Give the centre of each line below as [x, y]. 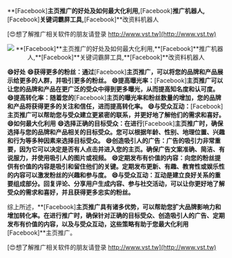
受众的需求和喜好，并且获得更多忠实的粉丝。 [71, 192]
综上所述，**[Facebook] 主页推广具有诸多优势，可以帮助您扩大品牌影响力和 [114, 207]
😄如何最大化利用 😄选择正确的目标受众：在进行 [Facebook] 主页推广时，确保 [115, 123]
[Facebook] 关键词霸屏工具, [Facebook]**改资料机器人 [83, 19]
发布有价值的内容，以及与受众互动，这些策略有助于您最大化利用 [98, 224]
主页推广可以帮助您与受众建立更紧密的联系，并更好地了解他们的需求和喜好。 [116, 115]
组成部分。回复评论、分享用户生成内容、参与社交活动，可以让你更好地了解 [119, 184]
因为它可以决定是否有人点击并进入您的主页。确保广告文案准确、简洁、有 [122, 149]
